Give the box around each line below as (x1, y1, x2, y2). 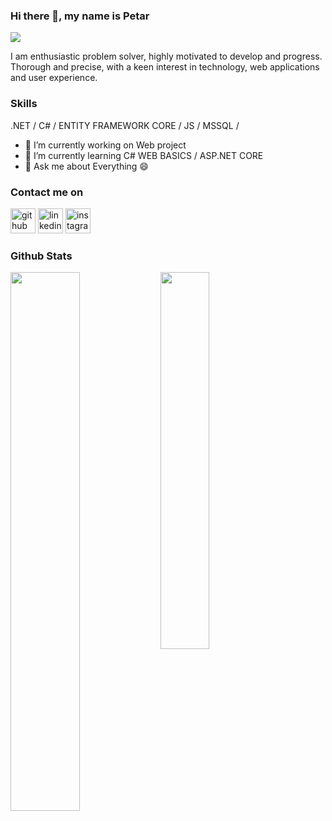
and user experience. (10, 72, 98, 84)
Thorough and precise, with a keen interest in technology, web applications (10, 61, 320, 73)
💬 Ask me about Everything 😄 (24, 160, 149, 172)
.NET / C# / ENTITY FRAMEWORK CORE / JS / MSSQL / (10, 119, 240, 131)
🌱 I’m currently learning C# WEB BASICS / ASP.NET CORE (24, 149, 264, 161)
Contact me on (10, 185, 84, 199)
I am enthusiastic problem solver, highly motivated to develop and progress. (10, 50, 323, 63)
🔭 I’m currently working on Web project (24, 139, 187, 151)
